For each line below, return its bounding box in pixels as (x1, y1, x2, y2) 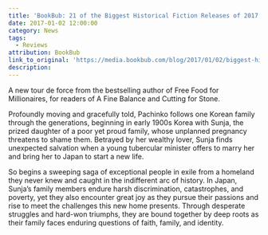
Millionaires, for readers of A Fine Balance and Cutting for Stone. (8, 93, 221, 104)
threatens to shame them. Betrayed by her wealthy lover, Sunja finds (8, 135, 233, 144)
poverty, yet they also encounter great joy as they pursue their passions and (8, 192, 259, 202)
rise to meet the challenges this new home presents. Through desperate (8, 201, 246, 210)
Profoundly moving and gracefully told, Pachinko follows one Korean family (8, 109, 255, 119)
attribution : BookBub (8, 49, 81, 57)
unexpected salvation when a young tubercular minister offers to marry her (8, 143, 255, 152)
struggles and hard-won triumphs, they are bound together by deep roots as (8, 209, 259, 219)
